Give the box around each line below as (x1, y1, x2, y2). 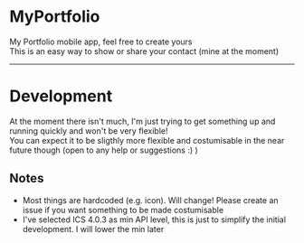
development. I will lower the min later (22, 223, 165, 234)
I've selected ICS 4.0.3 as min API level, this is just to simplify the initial (22, 214, 287, 225)
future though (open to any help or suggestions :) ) (9, 145, 199, 155)
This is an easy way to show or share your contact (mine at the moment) (9, 45, 280, 56)
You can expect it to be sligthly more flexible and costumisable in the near (9, 135, 285, 145)
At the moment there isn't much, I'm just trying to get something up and (9, 116, 276, 126)
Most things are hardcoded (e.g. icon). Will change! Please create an (22, 194, 279, 205)
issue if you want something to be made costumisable (22, 204, 224, 215)
